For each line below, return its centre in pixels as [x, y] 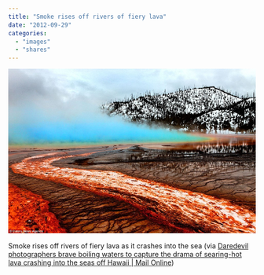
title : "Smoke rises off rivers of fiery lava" [88, 16]
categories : [27, 33]
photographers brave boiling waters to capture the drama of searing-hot [125, 255]
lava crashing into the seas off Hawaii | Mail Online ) [91, 262]
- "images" [33, 42]
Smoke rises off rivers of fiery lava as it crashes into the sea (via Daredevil [128, 246]
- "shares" [33, 50]
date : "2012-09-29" [40, 25]
